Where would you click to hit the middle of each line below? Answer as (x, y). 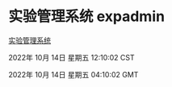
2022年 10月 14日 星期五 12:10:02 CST (71, 57)
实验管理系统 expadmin (87, 17)
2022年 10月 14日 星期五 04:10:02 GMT (73, 74)
